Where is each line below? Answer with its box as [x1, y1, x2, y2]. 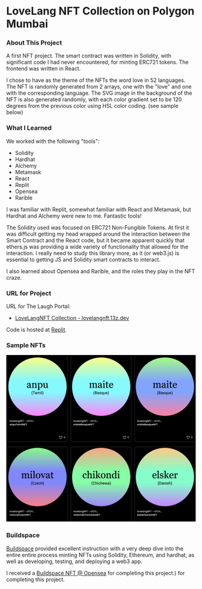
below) [6, 109, 23, 116]
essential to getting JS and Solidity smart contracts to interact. [6, 256, 161, 263]
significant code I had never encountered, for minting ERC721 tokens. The [6, 58, 189, 66]
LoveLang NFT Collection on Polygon [6, 4, 195, 18]
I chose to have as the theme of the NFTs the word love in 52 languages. [6, 77, 186, 84]
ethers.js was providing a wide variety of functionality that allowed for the [6, 243, 189, 250]
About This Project [6, 39, 62, 47]
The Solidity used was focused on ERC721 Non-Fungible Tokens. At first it [6, 224, 189, 231]
